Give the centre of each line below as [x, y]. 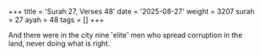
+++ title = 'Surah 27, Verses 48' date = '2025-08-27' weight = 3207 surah [131, 11]
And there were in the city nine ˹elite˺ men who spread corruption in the [125, 35]
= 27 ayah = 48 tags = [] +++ [56, 20]
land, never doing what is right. [59, 43]
